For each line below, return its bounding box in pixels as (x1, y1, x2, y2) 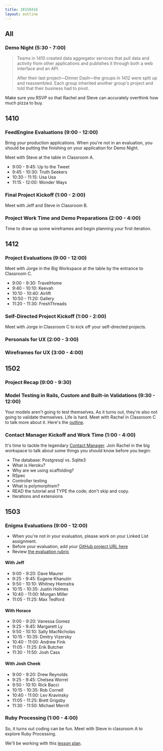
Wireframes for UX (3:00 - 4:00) (5, 349, 84, 356)
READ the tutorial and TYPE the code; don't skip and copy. (12, 488, 130, 494)
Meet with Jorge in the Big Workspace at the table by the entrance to (5, 266, 144, 272)
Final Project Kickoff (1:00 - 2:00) (5, 191, 86, 198)
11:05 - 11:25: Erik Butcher (12, 644, 64, 650)
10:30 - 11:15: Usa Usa (12, 174, 56, 180)
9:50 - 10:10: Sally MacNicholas (12, 629, 75, 635)
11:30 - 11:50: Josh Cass (12, 649, 60, 655)
